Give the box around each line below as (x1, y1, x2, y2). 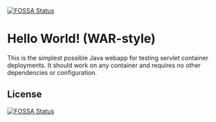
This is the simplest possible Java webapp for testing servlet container (7, 53, 209, 62)
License (7, 89, 42, 101)
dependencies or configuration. (7, 68, 98, 76)
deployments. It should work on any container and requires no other (7, 61, 201, 69)
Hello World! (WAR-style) (7, 31, 156, 46)
